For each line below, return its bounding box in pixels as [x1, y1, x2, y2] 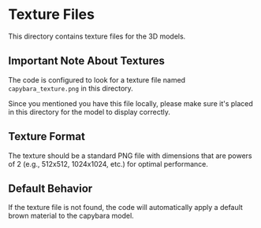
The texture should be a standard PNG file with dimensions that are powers [8, 151, 252, 160]
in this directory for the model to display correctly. [8, 107, 171, 116]
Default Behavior [8, 182, 93, 195]
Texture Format [8, 130, 85, 143]
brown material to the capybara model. [8, 211, 134, 221]
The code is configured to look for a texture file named [8, 75, 186, 84]
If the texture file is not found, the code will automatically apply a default [8, 203, 243, 212]
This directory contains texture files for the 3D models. [8, 31, 186, 41]
